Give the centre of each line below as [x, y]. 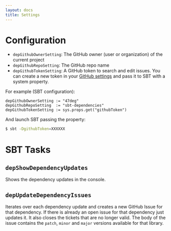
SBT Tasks [28, 150]
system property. [31, 82]
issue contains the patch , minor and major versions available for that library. [84, 223]
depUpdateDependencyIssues [48, 195]
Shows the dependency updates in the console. [56, 180]
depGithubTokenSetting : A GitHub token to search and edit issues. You [86, 71]
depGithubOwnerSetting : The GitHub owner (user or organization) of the [88, 54]
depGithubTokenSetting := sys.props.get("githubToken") [66, 110]
